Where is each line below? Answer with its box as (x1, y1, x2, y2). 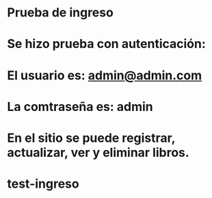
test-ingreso (7, 176, 80, 192)
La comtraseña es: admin (7, 99, 153, 114)
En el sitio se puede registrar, (7, 130, 176, 145)
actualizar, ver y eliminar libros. (7, 145, 189, 160)
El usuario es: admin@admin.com (7, 67, 202, 83)
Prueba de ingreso (7, 5, 114, 21)
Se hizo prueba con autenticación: (7, 36, 207, 52)
